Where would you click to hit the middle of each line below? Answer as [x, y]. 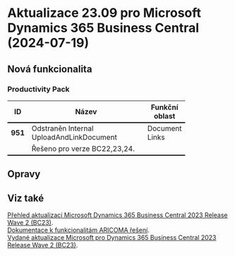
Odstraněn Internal [62, 128]
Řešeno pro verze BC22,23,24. [83, 148]
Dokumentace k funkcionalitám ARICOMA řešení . [78, 230]
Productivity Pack [38, 89]
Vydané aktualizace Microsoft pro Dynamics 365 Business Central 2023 [112, 238]
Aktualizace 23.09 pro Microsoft [104, 13]
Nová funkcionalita [50, 69]
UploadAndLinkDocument [74, 137]
